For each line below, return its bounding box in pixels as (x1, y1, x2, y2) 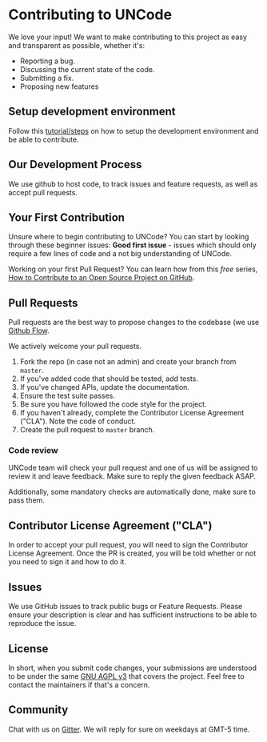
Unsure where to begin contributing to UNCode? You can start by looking (8, 232, 249, 242)
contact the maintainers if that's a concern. (8, 680, 150, 689)
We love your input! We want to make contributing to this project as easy (8, 32, 248, 42)
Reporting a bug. (19, 56, 76, 66)
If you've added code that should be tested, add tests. (19, 374, 198, 383)
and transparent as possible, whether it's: (8, 40, 145, 50)
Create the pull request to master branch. (19, 425, 155, 435)
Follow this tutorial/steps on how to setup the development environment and (8, 126, 259, 135)
